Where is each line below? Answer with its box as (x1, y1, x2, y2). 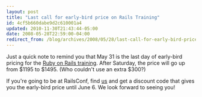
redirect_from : (6, 37, 44, 43)
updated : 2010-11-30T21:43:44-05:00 (6, 25, 98, 32)
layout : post (6, 8, 39, 15)
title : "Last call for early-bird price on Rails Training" (6, 14, 161, 20)
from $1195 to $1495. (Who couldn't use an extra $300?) (6, 66, 146, 72)
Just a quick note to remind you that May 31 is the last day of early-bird (6, 53, 183, 60)
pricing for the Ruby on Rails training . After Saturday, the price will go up (6, 59, 185, 66)
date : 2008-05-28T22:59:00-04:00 (6, 31, 90, 37)
